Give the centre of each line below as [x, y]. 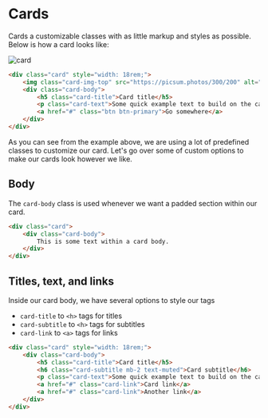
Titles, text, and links [61, 281]
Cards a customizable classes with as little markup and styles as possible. [130, 36]
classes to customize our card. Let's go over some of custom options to [126, 150]
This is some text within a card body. [103, 241]
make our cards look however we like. [71, 159]
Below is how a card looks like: [59, 44]
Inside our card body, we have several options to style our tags [112, 300]
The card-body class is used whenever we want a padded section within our [133, 203]
